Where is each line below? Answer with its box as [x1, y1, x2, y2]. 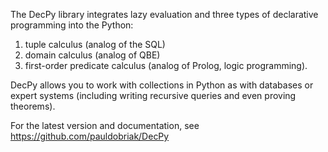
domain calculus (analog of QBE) [24, 49, 161, 61]
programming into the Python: [10, 19, 134, 31]
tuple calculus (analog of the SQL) [24, 39, 166, 50]
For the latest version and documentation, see [10, 120, 200, 131]
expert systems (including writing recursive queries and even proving [10, 90, 297, 101]
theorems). [10, 100, 56, 112]
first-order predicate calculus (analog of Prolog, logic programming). [24, 60, 308, 71]
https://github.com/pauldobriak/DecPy [10, 130, 170, 142]
